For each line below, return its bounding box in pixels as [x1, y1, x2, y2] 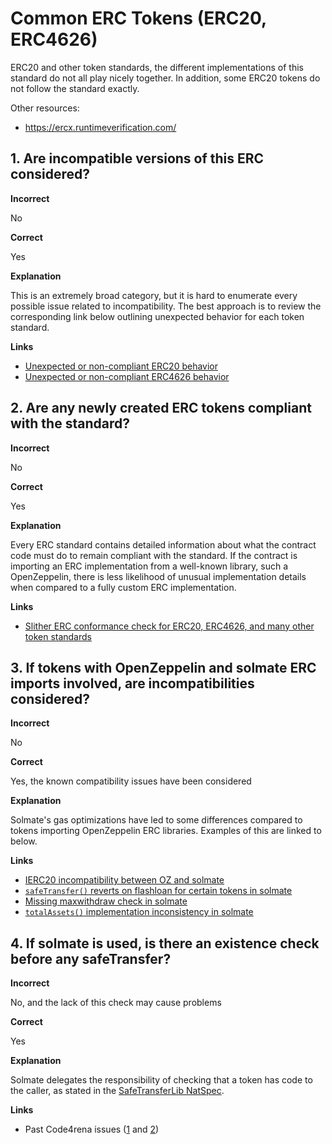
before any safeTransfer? [10, 950, 172, 967]
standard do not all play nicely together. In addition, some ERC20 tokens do [10, 72, 321, 84]
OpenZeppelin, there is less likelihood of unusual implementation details [10, 570, 307, 582]
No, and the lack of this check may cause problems [10, 997, 222, 1009]
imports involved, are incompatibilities [10, 675, 255, 692]
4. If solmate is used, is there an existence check [10, 935, 320, 952]
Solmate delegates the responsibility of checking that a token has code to [10, 1074, 313, 1086]
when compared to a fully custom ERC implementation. [10, 581, 237, 593]
